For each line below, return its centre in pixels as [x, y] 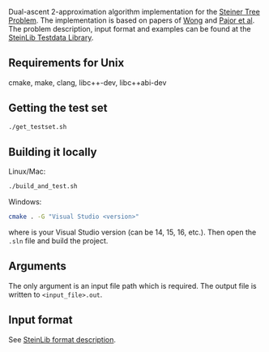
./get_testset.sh [38, 127]
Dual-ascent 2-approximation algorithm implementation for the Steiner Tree [134, 12]
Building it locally [53, 152]
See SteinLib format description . [62, 339]
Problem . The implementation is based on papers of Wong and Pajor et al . [132, 20]
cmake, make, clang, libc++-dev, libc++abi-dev [88, 82]
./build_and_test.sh [43, 187]
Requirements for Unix [66, 63]
